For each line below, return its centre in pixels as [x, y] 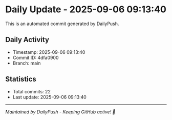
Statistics [21, 79]
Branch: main [27, 63]
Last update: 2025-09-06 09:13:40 [50, 97]
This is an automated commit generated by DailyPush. [62, 24]
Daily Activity [27, 40]
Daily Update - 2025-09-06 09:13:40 [86, 9]
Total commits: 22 [32, 91]
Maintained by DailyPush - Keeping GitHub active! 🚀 [60, 112]
